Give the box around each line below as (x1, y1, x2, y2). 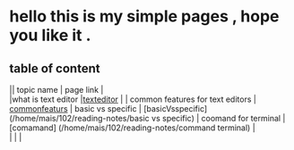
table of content (9, 61, 100, 76)
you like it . (9, 25, 91, 46)
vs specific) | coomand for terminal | (151, 113, 286, 123)
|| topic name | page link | (9, 85, 104, 95)
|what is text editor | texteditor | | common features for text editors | (9, 94, 257, 104)
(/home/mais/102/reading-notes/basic (9, 113, 150, 123)
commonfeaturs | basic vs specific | (9, 104, 142, 113)
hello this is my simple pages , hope (9, 6, 280, 27)
